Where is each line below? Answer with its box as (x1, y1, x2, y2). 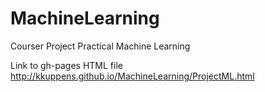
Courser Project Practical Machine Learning (10, 40, 191, 52)
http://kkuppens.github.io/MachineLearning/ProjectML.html (10, 70, 255, 82)
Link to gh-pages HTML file (10, 59, 123, 71)
